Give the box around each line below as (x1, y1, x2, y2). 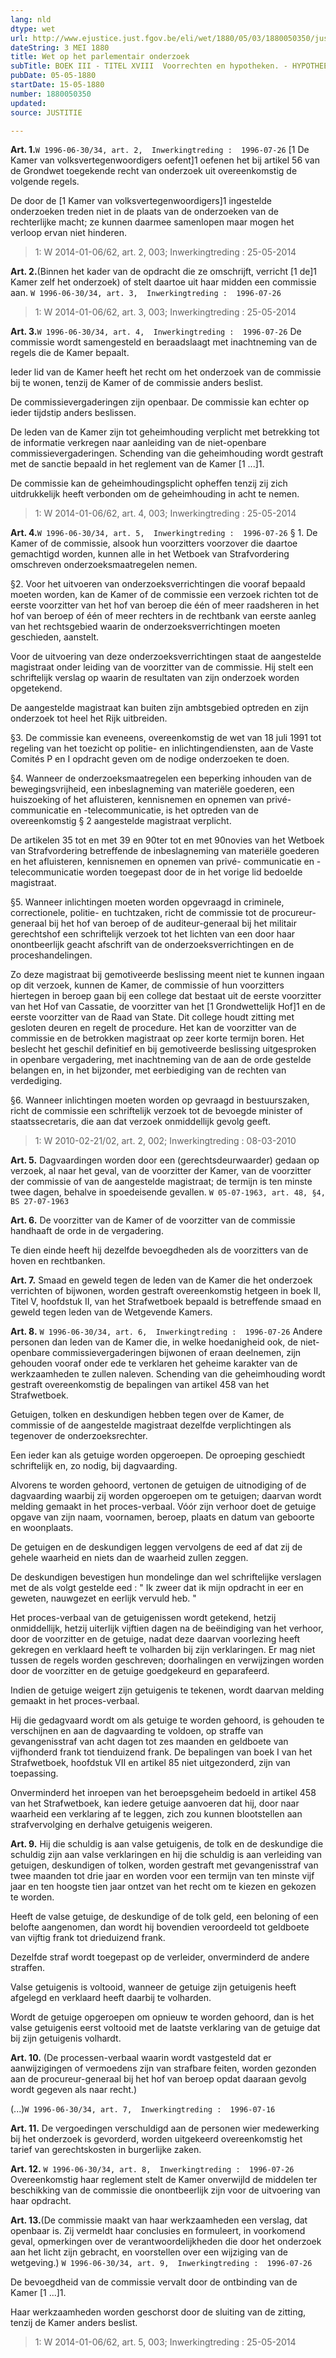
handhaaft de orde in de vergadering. (10, 1225, 164, 1237)
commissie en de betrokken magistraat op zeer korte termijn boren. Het (10, 1032, 305, 1045)
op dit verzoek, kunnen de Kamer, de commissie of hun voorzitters (10, 979, 285, 991)
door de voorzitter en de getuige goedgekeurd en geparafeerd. (10, 1665, 270, 1677)
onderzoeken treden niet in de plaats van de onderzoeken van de (10, 206, 279, 218)
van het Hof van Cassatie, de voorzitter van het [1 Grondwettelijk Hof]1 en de (10, 1001, 326, 1013)
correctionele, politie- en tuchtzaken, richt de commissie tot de (10, 907, 270, 919)
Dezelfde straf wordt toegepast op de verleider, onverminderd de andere (10, 1951, 310, 1963)
